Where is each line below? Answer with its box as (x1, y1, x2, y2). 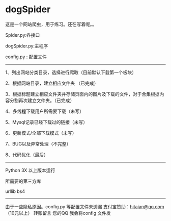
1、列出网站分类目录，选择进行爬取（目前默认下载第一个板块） (5, 69, 136, 75)
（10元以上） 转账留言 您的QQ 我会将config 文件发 (5, 210, 111, 216)
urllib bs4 (5, 188, 25, 194)
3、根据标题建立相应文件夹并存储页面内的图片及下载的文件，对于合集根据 (5, 91, 160, 97)
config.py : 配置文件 (5, 54, 47, 60)
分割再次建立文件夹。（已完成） (9, 97, 75, 103)
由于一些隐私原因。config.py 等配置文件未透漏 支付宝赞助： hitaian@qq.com (5, 203, 164, 210)
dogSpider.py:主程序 (5, 42, 48, 49)
